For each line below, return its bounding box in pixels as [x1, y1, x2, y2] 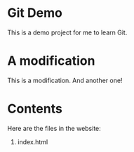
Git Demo [7, 5, 63, 21]
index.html [17, 137, 48, 146]
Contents [7, 101, 63, 117]
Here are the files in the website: [7, 124, 102, 132]
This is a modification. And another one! [7, 76, 123, 84]
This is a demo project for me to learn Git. [7, 28, 128, 37]
